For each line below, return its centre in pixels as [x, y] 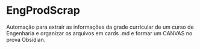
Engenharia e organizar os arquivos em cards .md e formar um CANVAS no [99, 33]
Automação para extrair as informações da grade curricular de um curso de [100, 27]
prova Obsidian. [26, 39]
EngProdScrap [43, 10]
